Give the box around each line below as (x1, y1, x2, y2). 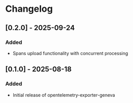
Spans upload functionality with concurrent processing (12, 50, 128, 56)
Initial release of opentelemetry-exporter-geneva (12, 92, 116, 98)
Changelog (5, 3, 53, 15)
